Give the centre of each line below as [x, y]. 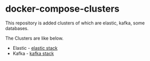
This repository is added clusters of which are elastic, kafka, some [75, 23]
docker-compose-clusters [62, 9]
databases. [17, 28]
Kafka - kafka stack [33, 53]
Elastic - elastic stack [35, 48]
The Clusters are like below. [34, 38]
